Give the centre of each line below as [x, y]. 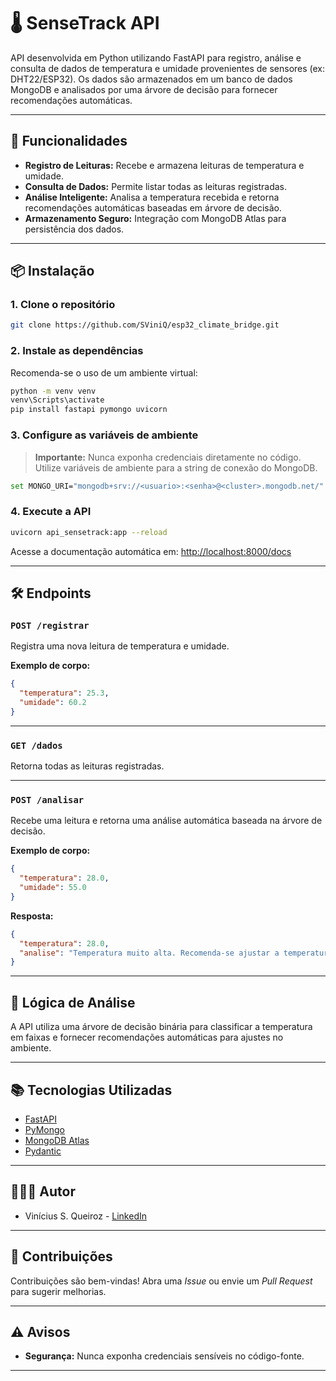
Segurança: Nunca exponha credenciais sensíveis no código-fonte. [164, 1356]
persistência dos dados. [74, 229]
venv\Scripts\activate [57, 400]
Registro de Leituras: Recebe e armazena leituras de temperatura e [164, 165]
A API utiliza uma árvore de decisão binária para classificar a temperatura [161, 1027]
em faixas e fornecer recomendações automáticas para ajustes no [147, 1037]
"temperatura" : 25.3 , [64, 693]
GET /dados [36, 745]
